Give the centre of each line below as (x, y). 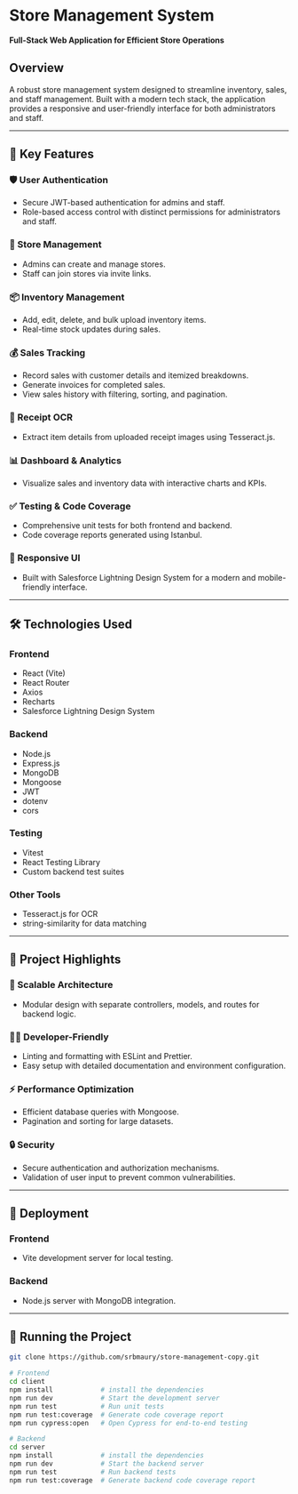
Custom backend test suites (73, 871)
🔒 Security (32, 1145)
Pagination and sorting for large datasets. (98, 1121)
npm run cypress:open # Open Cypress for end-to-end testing (129, 1423)
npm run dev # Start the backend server (106, 1464)
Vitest (33, 852)
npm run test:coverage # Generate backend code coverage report (132, 1480)
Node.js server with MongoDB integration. (99, 1300)
